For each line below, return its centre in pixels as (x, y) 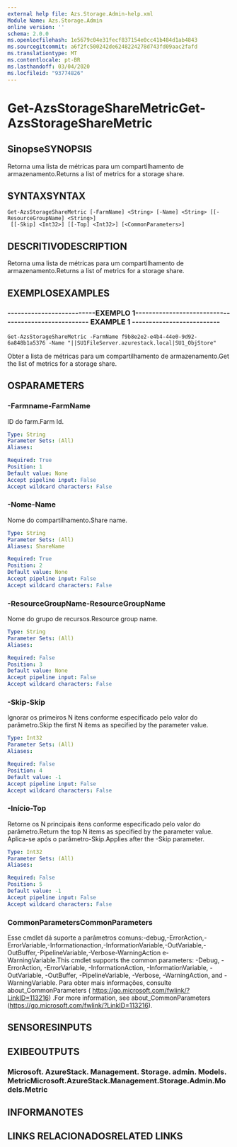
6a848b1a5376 (27, 343)
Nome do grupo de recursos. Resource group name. (82, 619)
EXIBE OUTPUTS (44, 1051)
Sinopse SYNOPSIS (50, 149)
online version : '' (36, 27)
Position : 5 (25, 884)
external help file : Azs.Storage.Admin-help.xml (80, 14)
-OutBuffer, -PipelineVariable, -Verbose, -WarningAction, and (134, 975)
